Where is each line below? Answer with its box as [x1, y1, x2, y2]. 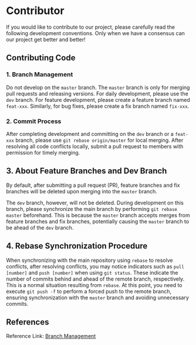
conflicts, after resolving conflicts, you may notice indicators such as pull [6, 262, 185, 270]
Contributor [6, 4, 65, 18]
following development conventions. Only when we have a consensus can [6, 29, 185, 36]
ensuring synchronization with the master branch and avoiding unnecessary [6, 294, 190, 301]
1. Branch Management [6, 70, 73, 78]
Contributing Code [6, 53, 76, 63]
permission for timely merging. [6, 149, 80, 156]
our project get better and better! [6, 36, 86, 43]
